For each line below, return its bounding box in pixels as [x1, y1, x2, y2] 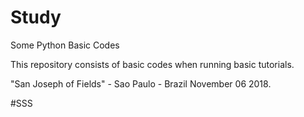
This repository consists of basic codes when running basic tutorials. [10, 58, 295, 70]
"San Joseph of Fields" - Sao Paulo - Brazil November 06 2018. [10, 77, 272, 90]
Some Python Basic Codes [10, 39, 120, 51]
